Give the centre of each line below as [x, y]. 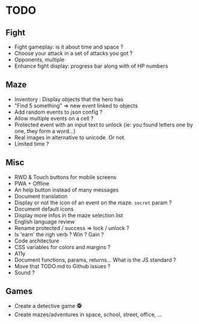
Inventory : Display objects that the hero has [69, 99]
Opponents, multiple [39, 60]
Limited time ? [31, 144]
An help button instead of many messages [67, 190]
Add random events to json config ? [58, 112]
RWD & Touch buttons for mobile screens [65, 177]
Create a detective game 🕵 [48, 306]
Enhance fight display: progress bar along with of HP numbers [91, 66]
